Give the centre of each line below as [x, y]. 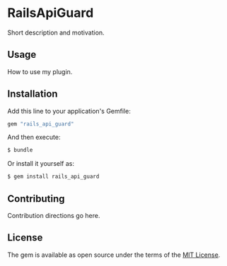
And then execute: [34, 137]
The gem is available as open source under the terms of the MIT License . [114, 255]
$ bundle [20, 150]
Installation [33, 94]
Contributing [36, 199]
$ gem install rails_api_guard [53, 177]
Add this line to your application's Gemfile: [69, 111]
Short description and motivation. [56, 32]
